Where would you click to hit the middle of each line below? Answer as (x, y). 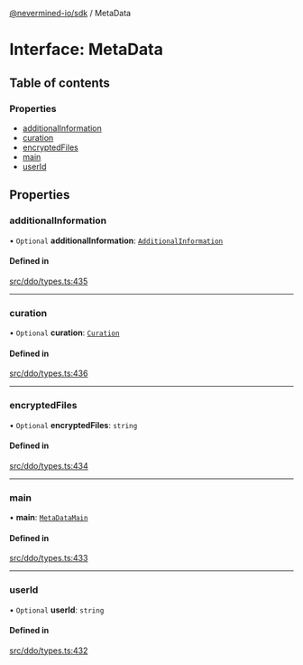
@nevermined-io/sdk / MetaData (70, 13)
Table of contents (60, 83)
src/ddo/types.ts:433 (49, 558)
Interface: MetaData (87, 50)
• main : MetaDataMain (49, 518)
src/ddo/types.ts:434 (49, 465)
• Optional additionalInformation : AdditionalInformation (116, 240)
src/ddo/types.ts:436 (49, 373)
